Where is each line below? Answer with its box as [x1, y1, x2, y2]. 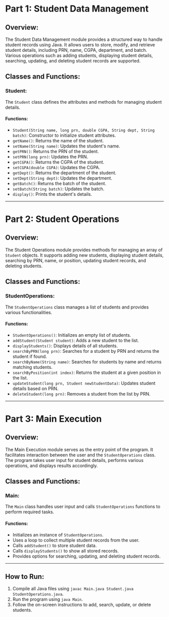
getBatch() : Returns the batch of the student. [12, 180, 107, 186]
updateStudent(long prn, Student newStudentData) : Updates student [12, 380, 156, 386]
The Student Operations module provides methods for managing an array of [5, 247, 163, 253]
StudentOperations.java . [12, 591, 64, 597]
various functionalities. [5, 309, 53, 315]
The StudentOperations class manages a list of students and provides [5, 304, 149, 310]
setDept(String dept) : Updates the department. [12, 175, 112, 181]
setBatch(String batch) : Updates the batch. [12, 186, 105, 192]
